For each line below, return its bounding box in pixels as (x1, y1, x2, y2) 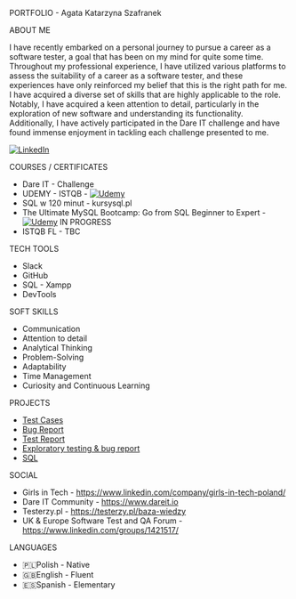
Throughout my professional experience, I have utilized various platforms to (9, 61, 286, 71)
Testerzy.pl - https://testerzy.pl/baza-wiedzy (21, 506, 187, 516)
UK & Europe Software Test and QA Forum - (21, 515, 183, 526)
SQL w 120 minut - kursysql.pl (21, 198, 132, 208)
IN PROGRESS (59, 217, 112, 227)
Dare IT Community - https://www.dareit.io (21, 497, 180, 506)
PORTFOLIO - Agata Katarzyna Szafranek (9, 8, 162, 18)
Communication (21, 324, 81, 334)
